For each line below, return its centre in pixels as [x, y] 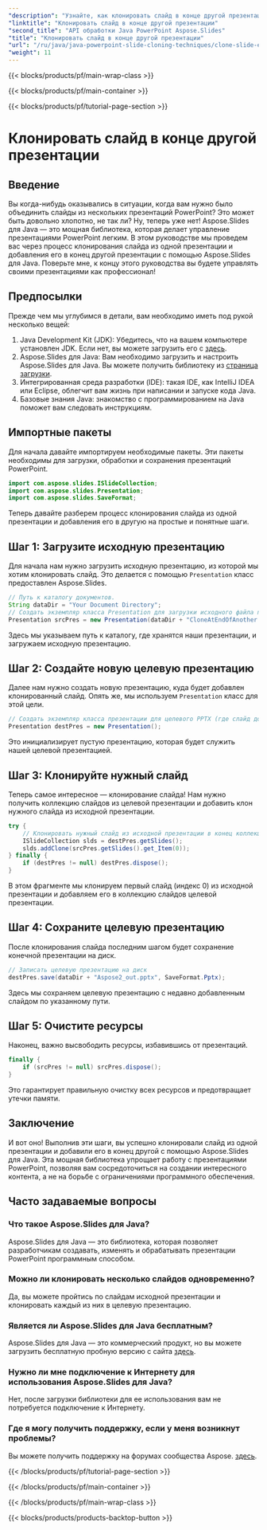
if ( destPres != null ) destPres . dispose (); [96, 863]
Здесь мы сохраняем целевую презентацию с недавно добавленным [127, 992]
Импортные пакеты [60, 432]
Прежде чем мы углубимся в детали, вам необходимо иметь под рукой [131, 316]
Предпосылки [45, 297]
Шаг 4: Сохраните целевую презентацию [116, 928]
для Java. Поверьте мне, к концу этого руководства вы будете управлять [133, 263]
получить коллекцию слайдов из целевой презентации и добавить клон [130, 802]
